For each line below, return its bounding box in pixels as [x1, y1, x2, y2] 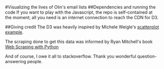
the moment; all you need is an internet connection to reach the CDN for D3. [5, 15, 159, 20]
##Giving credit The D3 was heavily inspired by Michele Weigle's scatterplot [5, 24, 159, 30]
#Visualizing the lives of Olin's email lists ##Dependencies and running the [5, 4, 156, 10]
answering [5, 59, 26, 64]
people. [27, 59, 43, 64]
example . [5, 29, 23, 35]
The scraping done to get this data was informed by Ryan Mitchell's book [5, 39, 153, 45]
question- [137, 53, 157, 59]
